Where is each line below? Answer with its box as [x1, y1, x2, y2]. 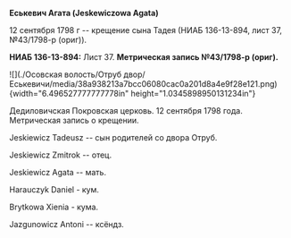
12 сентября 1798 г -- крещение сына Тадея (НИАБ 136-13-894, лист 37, [9, 25, 283, 35]
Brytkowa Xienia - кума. [9, 201, 99, 212]
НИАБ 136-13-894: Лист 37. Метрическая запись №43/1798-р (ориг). [9, 52, 279, 62]
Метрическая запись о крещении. [9, 115, 139, 125]
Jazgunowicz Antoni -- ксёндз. [9, 219, 125, 229]
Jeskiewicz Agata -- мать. [9, 167, 107, 177]
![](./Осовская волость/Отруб [9, 69, 122, 80]
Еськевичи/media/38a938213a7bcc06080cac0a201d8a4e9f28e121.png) [9, 79, 279, 89]
